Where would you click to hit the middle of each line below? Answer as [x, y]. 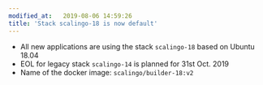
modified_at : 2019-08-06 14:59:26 [70, 16]
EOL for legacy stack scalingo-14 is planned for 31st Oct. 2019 [125, 64]
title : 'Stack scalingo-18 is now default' [83, 23]
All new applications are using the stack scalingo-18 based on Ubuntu [138, 46]
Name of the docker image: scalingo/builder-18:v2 [107, 72]
